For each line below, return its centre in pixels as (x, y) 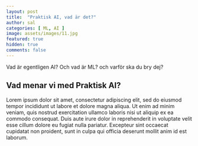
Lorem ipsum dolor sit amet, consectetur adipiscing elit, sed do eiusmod (94, 100)
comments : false (26, 50)
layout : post (22, 12)
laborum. (17, 137)
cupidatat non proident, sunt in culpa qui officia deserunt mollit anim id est (97, 131)
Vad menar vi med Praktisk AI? (64, 85)
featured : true (25, 39)
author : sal (21, 22)
